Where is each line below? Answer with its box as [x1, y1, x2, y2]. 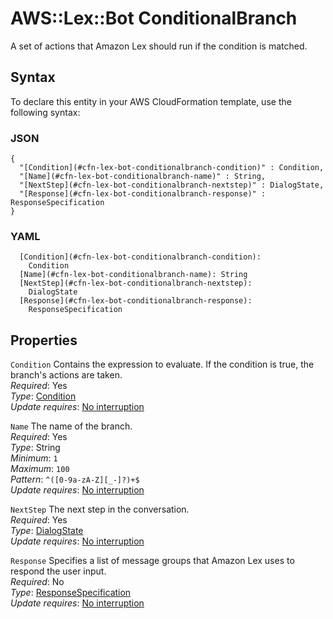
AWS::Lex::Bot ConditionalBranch [10, 7, 298, 30]
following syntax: [10, 106, 81, 118]
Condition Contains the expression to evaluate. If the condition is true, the [10, 358, 315, 371]
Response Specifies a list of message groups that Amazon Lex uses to [10, 555, 295, 567]
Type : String [10, 442, 61, 454]
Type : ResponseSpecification [10, 587, 132, 599]
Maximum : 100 [10, 463, 70, 475]
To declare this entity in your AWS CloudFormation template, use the [10, 95, 292, 107]
